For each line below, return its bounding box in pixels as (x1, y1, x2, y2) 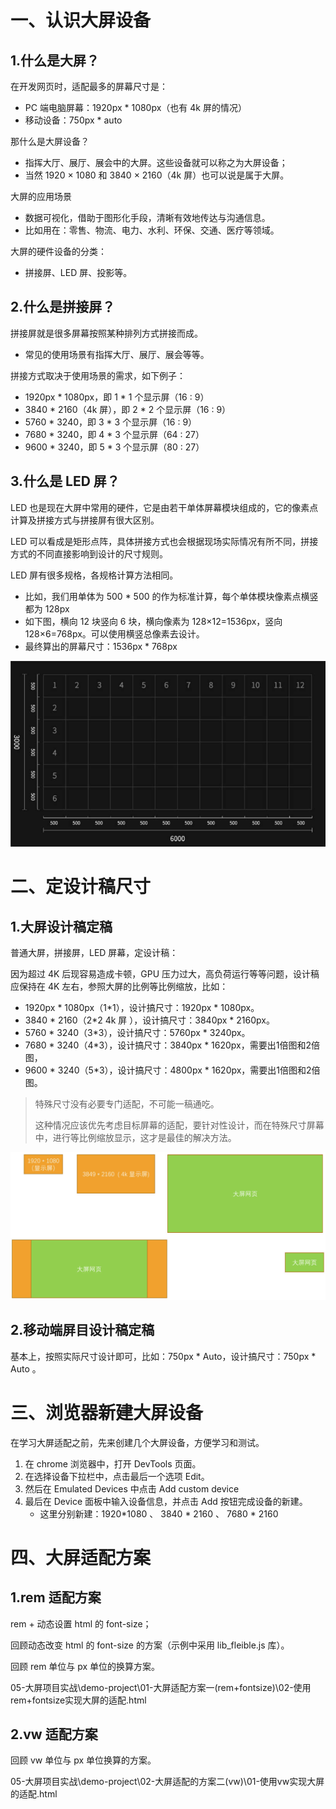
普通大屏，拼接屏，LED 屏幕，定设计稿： (10, 947, 179, 959)
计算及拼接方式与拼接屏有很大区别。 (10, 514, 160, 526)
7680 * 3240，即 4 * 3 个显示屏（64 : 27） (24, 428, 205, 440)
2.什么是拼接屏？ (10, 299, 116, 316)
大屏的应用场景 (10, 191, 72, 202)
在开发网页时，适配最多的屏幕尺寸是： (10, 81, 168, 92)
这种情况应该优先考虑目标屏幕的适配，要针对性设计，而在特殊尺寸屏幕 (34, 1119, 325, 1131)
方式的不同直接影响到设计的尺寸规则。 (10, 547, 168, 560)
